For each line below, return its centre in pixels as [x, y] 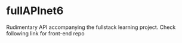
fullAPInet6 [35, 11]
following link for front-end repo [45, 33]
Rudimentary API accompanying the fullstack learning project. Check [91, 27]
